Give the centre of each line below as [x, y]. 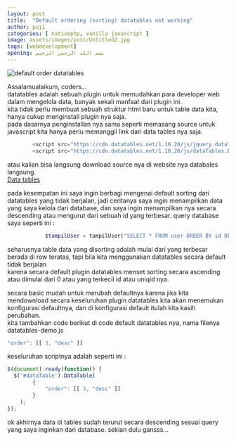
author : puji [26, 27]
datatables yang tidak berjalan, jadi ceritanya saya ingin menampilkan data [115, 200]
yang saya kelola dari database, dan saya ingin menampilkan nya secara [112, 207]
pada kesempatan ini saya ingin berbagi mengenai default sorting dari [108, 193]
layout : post [26, 14]
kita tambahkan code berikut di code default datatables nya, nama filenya [113, 322]
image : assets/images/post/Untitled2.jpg [69, 40]
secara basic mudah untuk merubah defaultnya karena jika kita [98, 293]
